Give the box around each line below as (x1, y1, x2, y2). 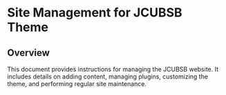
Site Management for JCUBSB (7, 5, 182, 21)
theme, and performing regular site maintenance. (7, 80, 147, 87)
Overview (7, 47, 50, 59)
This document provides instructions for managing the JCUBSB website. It (7, 65, 219, 73)
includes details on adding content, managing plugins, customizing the (7, 72, 209, 81)
